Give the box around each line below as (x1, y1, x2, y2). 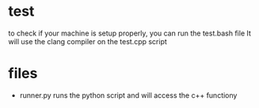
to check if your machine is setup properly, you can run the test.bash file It (8, 28, 252, 38)
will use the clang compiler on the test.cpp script (8, 36, 168, 46)
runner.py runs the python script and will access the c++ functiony (19, 90, 238, 100)
